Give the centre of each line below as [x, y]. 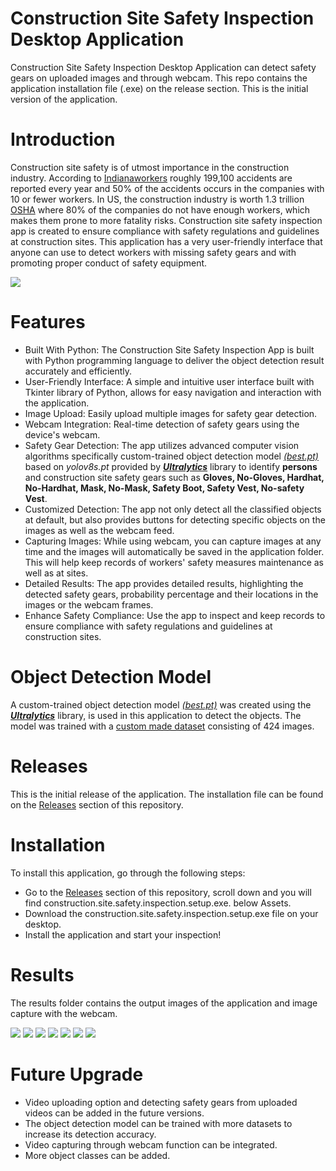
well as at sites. [56, 573]
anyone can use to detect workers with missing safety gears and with [153, 252]
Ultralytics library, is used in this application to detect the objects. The [156, 715]
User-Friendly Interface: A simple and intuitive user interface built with [169, 381]
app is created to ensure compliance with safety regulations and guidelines [165, 231]
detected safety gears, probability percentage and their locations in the [171, 594]
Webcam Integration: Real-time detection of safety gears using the [162, 424]
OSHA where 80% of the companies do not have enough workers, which [160, 209]
